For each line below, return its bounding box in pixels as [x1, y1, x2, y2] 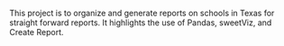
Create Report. [9, 27, 65, 37]
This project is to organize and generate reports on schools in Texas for [9, 8, 275, 18]
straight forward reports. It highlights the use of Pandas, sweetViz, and [9, 17, 272, 28]
